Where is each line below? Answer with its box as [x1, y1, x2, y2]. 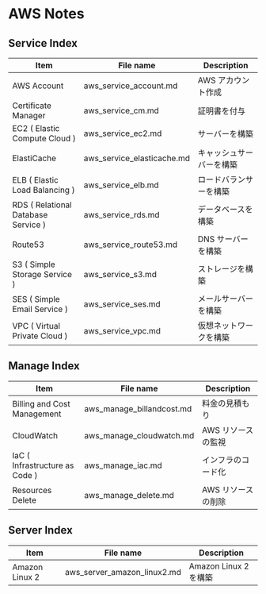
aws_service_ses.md [83, 299, 161, 310]
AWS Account [12, 80, 64, 91]
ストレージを [197, 264, 245, 274]
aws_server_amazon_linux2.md [64, 566, 182, 577]
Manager [12, 110, 46, 121]
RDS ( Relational [12, 199, 73, 210]
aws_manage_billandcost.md [84, 403, 192, 414]
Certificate [12, 100, 51, 111]
